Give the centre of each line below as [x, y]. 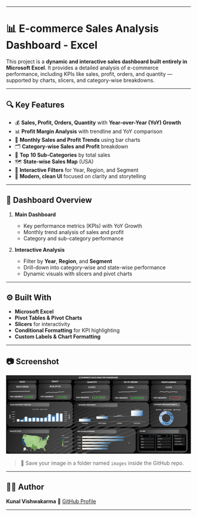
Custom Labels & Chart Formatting [57, 337]
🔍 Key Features [35, 105]
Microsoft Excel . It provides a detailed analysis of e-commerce [82, 68]
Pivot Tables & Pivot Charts [48, 318]
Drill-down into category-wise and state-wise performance [94, 267]
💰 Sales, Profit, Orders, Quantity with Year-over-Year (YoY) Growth [98, 122]
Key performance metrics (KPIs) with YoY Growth [83, 226]
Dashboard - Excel [52, 45]
